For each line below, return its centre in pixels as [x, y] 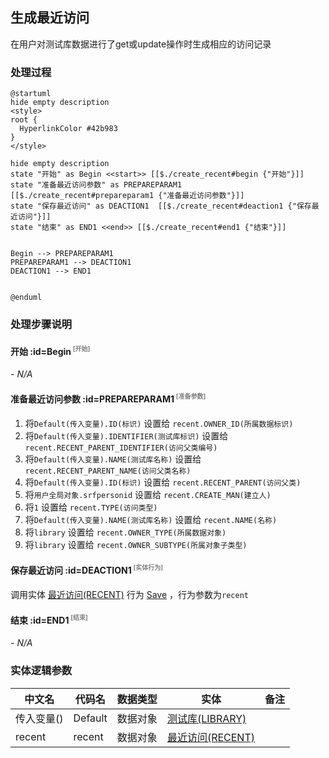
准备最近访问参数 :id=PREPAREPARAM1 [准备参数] [108, 398]
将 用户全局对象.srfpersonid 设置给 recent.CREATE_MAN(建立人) [148, 494]
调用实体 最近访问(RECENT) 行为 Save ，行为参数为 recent [129, 594]
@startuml [31, 94]
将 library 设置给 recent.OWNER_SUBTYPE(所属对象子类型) [136, 544]
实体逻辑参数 [41, 671]
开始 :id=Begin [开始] [50, 350]
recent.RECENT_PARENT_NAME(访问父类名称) [108, 471]
